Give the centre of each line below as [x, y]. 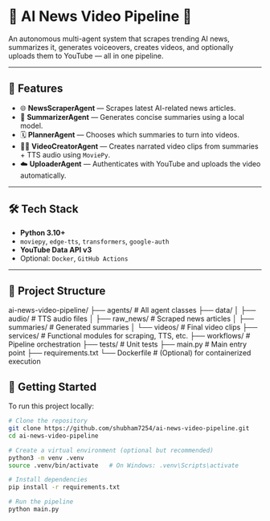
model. [31, 125]
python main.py [34, 510]
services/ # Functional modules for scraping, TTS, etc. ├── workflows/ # [129, 336]
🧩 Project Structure [57, 291]
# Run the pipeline [41, 502]
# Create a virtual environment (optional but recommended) [111, 450]
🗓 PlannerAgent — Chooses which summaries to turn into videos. [129, 134]
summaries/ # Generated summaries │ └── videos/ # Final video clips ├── [133, 327]
